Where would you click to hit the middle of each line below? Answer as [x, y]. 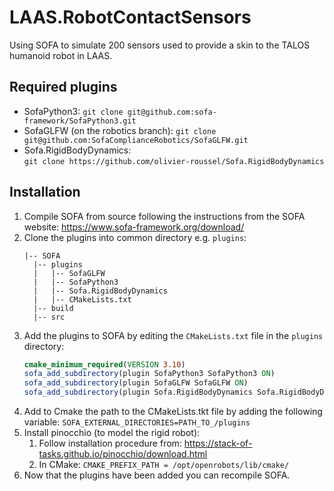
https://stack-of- [218, 443]
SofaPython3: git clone [73, 111]
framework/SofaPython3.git [80, 121]
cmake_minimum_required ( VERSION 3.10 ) [104, 364]
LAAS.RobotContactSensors [130, 17]
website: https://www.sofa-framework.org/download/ [134, 227]
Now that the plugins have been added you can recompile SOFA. [157, 475]
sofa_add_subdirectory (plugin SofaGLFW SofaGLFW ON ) [136, 383]
